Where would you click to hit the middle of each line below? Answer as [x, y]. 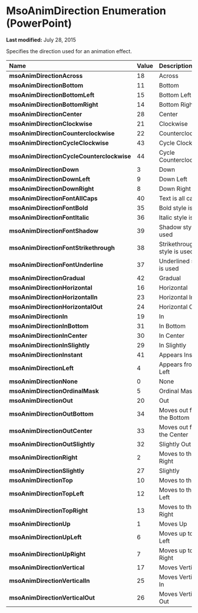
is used [169, 268]
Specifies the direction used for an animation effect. [69, 51]
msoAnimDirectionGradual [47, 278]
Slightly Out [175, 444]
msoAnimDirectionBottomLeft [52, 94]
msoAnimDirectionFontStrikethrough [62, 247]
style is [169, 251]
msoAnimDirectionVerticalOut [52, 598]
